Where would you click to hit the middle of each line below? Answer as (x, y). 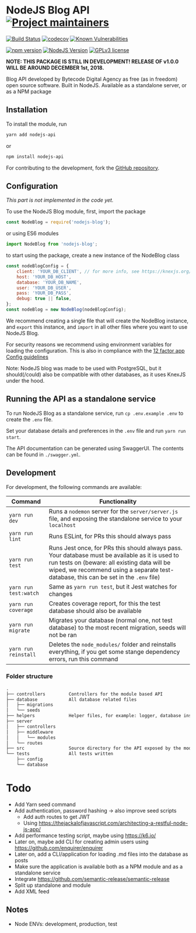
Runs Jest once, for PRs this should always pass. (116, 548)
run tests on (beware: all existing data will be (110, 562)
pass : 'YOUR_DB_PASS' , (44, 293)
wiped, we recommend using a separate (104, 570)
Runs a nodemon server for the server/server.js (113, 511)
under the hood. (25, 380)
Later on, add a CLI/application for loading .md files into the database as (101, 854)
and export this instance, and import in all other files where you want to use (97, 327)
